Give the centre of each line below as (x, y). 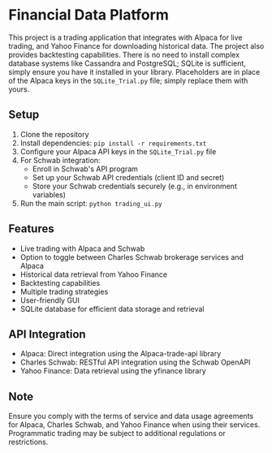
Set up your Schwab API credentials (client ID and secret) (128, 177)
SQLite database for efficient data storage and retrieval (112, 308)
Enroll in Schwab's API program (85, 169)
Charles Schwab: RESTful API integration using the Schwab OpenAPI (135, 362)
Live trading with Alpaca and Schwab (82, 248)
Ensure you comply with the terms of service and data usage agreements (131, 416)
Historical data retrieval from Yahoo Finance (94, 274)
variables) (49, 194)
